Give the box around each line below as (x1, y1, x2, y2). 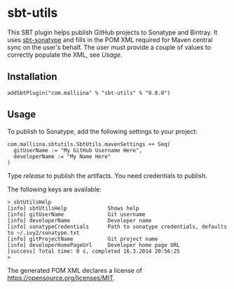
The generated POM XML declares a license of (7, 266, 142, 274)
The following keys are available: (7, 184, 102, 194)
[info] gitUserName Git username (7, 210, 146, 218)
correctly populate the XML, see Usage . (7, 51, 123, 59)
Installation (7, 71, 57, 83)
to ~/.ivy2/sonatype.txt (7, 229, 80, 236)
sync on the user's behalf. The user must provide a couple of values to (7, 43, 212, 51)
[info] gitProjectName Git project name (7, 235, 158, 243)
